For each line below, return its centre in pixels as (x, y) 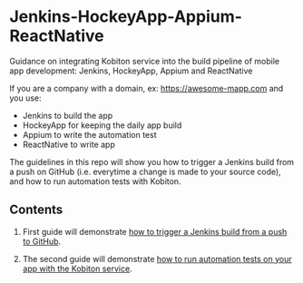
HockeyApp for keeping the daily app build (102, 125)
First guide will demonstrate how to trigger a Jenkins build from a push (155, 231)
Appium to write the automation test (89, 134)
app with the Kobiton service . (78, 268)
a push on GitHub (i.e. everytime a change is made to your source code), (145, 171)
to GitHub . (42, 241)
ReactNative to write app (68, 144)
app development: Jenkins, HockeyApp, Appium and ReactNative (131, 71)
